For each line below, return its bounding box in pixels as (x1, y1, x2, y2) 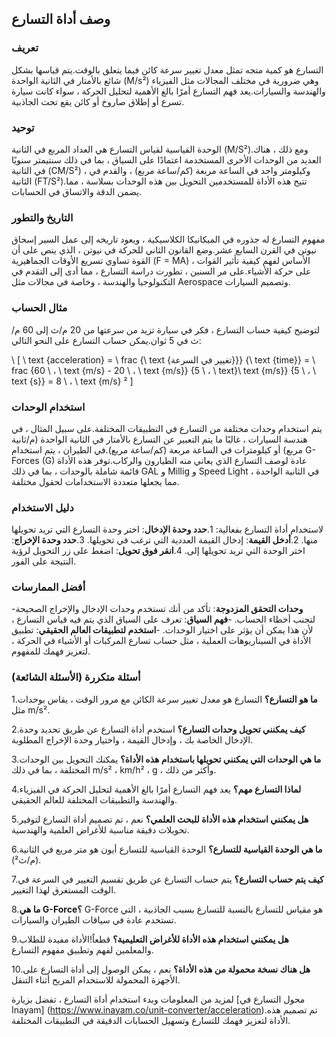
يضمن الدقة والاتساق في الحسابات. (11, 185, 143, 197)
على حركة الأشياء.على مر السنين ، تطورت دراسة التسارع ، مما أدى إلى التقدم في (11, 265, 312, 277)
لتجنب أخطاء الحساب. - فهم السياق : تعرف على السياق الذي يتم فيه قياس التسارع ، (11, 613, 316, 626)
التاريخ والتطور (11, 210, 74, 224)
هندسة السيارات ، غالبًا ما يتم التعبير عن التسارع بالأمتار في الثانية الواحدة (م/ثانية (11, 433, 308, 445)
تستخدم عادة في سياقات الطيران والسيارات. (11, 913, 177, 926)
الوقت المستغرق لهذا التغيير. (11, 883, 117, 896)
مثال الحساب (11, 301, 68, 315)
